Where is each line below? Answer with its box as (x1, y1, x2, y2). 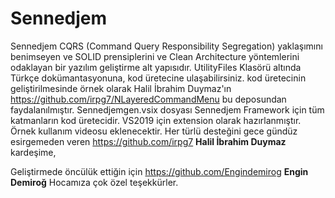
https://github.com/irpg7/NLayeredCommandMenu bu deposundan (10, 93, 287, 105)
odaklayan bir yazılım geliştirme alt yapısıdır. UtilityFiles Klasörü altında (10, 61, 302, 73)
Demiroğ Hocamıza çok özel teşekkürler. (10, 176, 179, 188)
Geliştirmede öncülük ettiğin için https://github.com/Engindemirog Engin (10, 165, 309, 177)
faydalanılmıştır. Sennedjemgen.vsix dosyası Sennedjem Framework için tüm (10, 103, 325, 116)
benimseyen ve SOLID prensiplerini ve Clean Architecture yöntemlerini (10, 50, 300, 62)
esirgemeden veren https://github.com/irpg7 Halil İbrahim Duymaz (10, 135, 287, 147)
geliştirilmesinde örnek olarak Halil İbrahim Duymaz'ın (10, 82, 232, 94)
